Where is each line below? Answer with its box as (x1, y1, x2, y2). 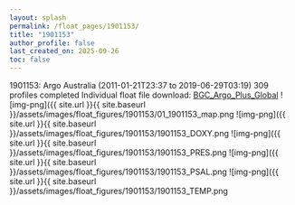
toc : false (9, 55, 51, 64)
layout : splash (9, 13, 67, 23)
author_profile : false (9, 38, 95, 48)
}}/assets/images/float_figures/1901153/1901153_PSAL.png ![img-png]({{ (9, 166, 279, 177)
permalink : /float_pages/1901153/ (9, 22, 140, 31)
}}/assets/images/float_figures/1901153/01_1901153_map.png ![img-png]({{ (9, 109, 287, 119)
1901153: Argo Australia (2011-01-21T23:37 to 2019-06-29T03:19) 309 (9, 80, 269, 90)
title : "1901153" (9, 30, 75, 39)
